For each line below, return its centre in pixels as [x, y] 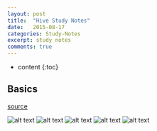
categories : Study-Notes [44, 34]
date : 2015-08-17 [36, 27]
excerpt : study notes [39, 40]
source [18, 106]
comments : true [30, 47]
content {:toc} [38, 67]
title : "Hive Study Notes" [49, 21]
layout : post [27, 14]
